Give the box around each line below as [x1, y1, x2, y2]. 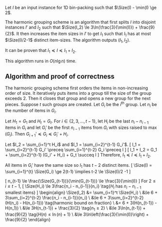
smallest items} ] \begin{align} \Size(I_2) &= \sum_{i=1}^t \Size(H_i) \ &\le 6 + [5, 190, 158, 195]
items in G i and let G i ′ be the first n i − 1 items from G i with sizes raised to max [5, 124, 157, 131]
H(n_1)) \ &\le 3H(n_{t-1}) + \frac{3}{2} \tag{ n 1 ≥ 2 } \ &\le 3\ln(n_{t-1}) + [5, 205, 146, 212]
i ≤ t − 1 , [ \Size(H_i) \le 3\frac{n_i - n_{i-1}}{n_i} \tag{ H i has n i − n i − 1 [5, 183, 142, 191]
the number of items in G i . [5, 107, 57, 115]
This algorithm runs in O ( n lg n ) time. [5, 58, 77, 64]
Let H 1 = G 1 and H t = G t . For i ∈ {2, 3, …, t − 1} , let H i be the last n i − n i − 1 [5, 118, 149, 125]
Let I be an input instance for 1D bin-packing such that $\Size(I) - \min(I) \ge [5, 5, 157, 10]
